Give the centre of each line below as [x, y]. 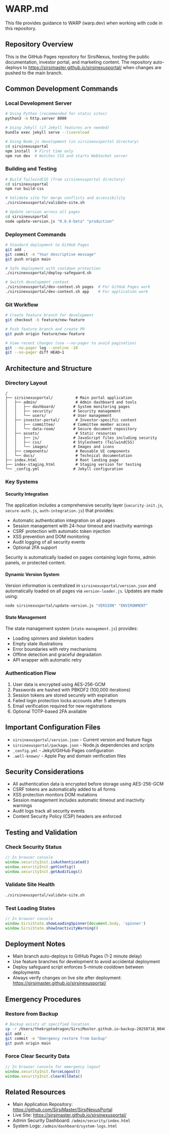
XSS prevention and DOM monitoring [51, 536]
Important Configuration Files [53, 727]
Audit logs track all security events [49, 811]
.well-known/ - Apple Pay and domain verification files [69, 756]
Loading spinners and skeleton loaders [53, 638]
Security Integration [27, 494]
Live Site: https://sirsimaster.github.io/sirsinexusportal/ [69, 1115]
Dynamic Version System [32, 574]
